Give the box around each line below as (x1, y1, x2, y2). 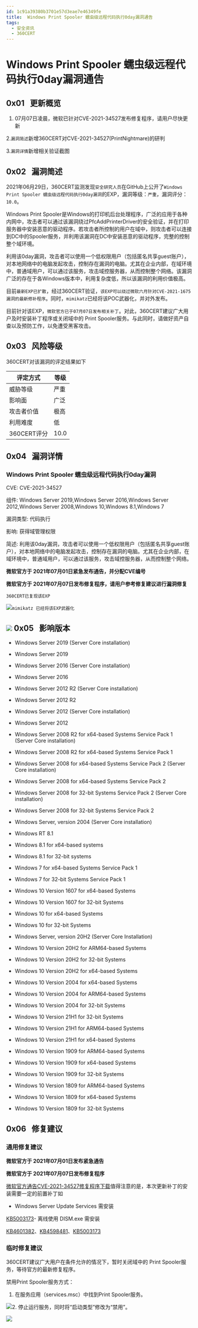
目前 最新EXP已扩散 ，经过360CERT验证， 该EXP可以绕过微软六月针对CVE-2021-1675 (6, 287, 192, 295)
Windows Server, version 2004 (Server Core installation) (14, 819, 152, 826)
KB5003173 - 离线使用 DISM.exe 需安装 (6, 1215, 100, 1222)
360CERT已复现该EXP (6, 593, 51, 599)
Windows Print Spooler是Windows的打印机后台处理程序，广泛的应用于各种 (6, 211, 187, 218)
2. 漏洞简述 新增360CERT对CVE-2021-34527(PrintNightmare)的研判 (6, 135, 165, 142)
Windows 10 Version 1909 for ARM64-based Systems (14, 1048, 145, 1055)
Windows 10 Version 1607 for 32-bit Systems (14, 899, 124, 906)
